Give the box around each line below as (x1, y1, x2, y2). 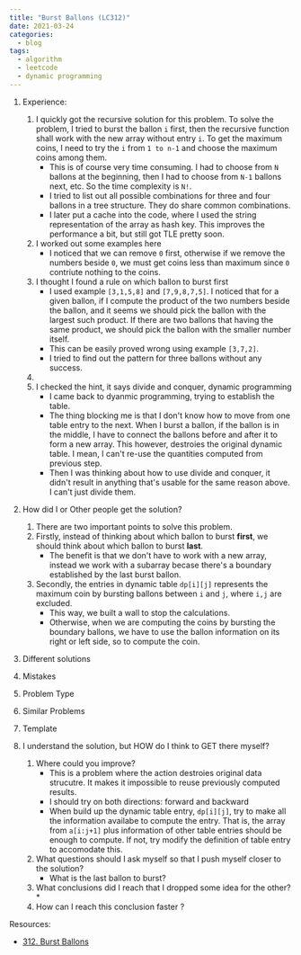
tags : (9, 47, 30, 56)
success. (49, 361, 84, 373)
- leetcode (17, 64, 58, 73)
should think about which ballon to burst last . (35, 540, 204, 551)
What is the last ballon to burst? (49, 872, 166, 883)
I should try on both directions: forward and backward (49, 796, 249, 807)
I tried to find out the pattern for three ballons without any (49, 353, 262, 363)
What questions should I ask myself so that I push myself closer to (35, 853, 281, 864)
